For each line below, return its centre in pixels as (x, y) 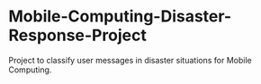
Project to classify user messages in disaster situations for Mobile (130, 60)
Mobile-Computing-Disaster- (120, 17)
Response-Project (78, 35)
